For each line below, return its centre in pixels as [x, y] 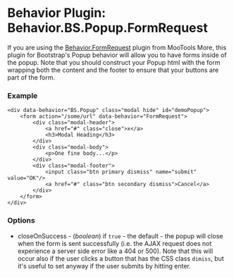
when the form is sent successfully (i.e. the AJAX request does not [115, 243]
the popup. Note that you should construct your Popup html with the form [114, 62]
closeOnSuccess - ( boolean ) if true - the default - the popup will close [120, 236]
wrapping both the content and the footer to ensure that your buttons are [113, 70]
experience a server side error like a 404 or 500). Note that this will [115, 251]
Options [21, 221]
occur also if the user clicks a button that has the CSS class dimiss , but [121, 258]
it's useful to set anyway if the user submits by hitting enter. [104, 266]
